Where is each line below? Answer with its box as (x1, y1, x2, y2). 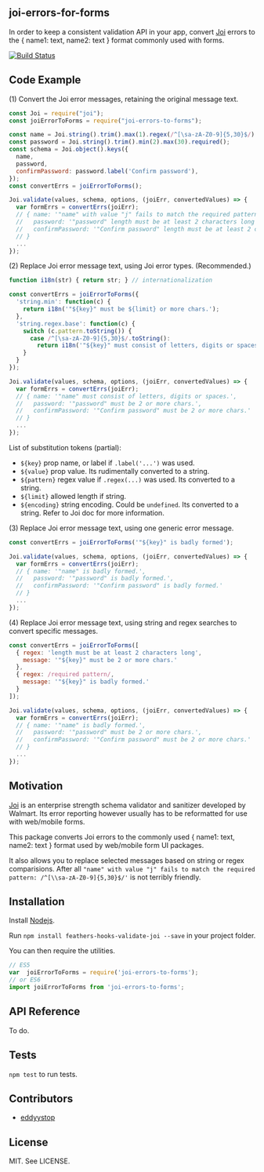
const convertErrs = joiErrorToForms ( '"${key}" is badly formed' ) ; (9, 538, 234, 546)
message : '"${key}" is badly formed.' (23, 678, 150, 686)
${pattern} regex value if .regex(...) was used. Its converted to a (20, 475, 236, 484)
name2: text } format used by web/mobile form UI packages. (9, 840, 204, 850)
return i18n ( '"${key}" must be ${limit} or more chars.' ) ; (23, 305, 220, 313)
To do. (9, 1025, 30, 1035)
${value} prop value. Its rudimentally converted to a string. (20, 466, 210, 475)
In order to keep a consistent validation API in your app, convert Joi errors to (9, 27, 255, 36)
